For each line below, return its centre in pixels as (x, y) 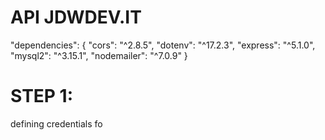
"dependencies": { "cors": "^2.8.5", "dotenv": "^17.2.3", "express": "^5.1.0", (163, 45)
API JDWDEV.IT (76, 17)
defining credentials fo (56, 123)
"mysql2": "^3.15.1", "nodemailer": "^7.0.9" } (99, 55)
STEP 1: (42, 96)
